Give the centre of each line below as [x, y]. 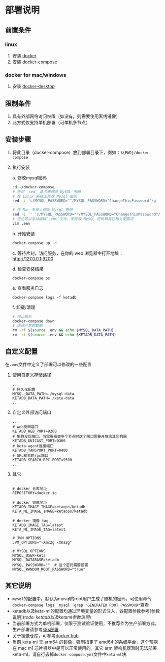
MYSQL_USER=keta [29, 555]
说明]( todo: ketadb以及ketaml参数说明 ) [51, 617]
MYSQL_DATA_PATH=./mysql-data [43, 394]
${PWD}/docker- [136, 153]
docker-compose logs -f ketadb [44, 297]
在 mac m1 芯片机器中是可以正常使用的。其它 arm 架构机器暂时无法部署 [84, 648]
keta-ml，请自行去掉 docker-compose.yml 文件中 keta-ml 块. [70, 654]
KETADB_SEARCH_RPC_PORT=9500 [42, 460]
